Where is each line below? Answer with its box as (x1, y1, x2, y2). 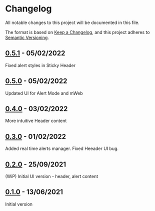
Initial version (5, 201, 33, 207)
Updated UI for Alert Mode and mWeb (5, 90, 83, 96)
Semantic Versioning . (5, 34, 49, 40)
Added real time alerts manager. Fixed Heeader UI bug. (5, 145, 119, 151)
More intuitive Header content (5, 118, 67, 124)
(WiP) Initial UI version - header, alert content (5, 173, 98, 179)
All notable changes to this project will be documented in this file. (5, 19, 140, 25)
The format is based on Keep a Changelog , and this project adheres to (5, 29, 150, 35)
